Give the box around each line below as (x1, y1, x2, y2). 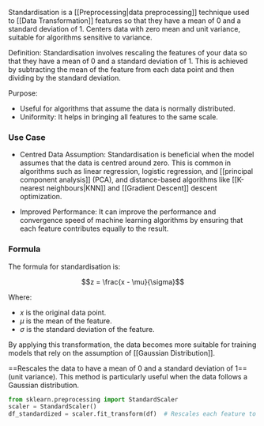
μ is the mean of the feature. (19, 316, 112, 326)
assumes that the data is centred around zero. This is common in (19, 158, 232, 168)
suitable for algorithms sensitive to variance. (8, 32, 153, 42)
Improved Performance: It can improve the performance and (19, 207, 217, 217)
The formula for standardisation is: (8, 262, 121, 271)
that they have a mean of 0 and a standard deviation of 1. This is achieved (8, 56, 248, 66)
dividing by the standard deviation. (8, 74, 121, 82)
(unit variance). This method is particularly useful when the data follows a (8, 371, 247, 381)
